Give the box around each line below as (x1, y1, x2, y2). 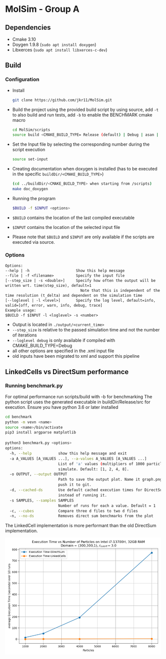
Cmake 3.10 (12, 36, 36, 42)
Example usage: (5, 308, 37, 313)
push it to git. (58, 482, 92, 488)
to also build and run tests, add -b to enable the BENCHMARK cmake (12, 111, 153, 117)
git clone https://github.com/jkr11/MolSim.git (12, 98, 112, 103)
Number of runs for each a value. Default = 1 (58, 503, 156, 508)
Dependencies (5, 23, 51, 32)
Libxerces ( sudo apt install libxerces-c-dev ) (12, 47, 108, 53)
